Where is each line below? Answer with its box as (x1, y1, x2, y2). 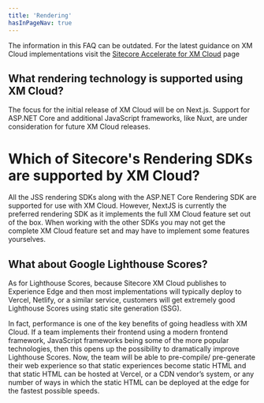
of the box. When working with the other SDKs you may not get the (8, 218, 226, 228)
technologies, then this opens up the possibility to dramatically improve (8, 345, 240, 354)
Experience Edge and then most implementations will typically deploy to (8, 287, 242, 296)
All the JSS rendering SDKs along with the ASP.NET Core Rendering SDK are (8, 193, 257, 202)
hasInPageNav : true (8, 19, 73, 27)
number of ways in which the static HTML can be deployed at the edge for (8, 378, 250, 387)
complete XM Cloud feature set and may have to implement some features (8, 226, 250, 235)
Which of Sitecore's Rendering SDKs (8, 149, 253, 168)
